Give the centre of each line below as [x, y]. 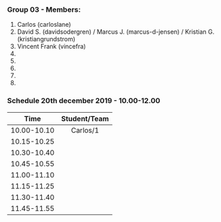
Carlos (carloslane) [44, 25]
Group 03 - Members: [44, 10]
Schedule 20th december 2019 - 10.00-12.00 [84, 101]
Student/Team [85, 118]
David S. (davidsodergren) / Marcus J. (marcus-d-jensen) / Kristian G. [116, 32]
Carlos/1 [85, 130]
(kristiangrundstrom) [46, 39]
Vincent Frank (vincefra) [51, 47]
